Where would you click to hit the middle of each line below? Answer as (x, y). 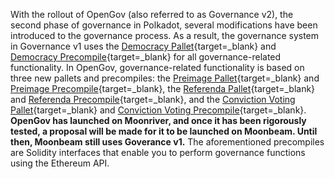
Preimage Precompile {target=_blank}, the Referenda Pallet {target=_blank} (163, 88)
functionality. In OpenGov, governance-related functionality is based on (157, 67)
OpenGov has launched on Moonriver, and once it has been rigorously (158, 120)
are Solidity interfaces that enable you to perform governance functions (158, 152)
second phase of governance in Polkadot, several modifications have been (164, 25)
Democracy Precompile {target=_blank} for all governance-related (146, 57)
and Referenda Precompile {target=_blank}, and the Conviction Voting (153, 99)
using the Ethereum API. (60, 163)
